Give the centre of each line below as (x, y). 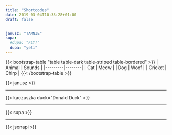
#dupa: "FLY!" (25, 43)
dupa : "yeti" (24, 48)
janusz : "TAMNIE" (24, 33)
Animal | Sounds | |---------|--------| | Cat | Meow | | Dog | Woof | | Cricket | (86, 67)
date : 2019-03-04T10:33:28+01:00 (41, 15)
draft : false (19, 19)
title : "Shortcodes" (27, 10)
